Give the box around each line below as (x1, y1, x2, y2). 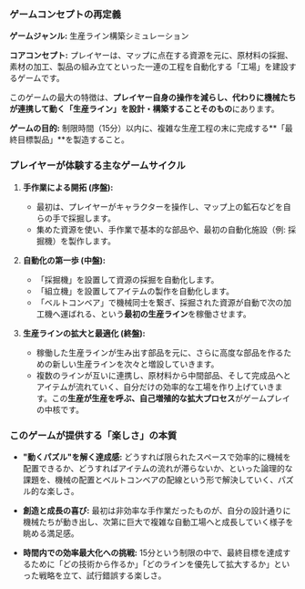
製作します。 (67, 235, 117, 246)
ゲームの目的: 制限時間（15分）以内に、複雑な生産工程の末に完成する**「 (9, 123, 285, 134)
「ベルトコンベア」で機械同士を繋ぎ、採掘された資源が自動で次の (36, 296, 284, 307)
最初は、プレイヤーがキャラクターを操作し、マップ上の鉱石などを (36, 201, 284, 212)
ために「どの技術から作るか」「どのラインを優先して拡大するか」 (30, 558, 275, 569)
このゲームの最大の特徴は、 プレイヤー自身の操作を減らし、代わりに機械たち (9, 92, 297, 103)
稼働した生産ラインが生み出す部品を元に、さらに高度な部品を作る (36, 346, 284, 357)
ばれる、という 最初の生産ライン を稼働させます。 (67, 308, 252, 319)
